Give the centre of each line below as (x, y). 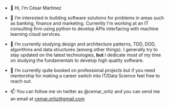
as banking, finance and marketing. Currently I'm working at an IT (79, 23)
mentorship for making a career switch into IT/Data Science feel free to (85, 76)
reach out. (21, 81)
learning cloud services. (36, 34)
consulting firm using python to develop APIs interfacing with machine (84, 29)
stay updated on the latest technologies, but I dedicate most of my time (86, 55)
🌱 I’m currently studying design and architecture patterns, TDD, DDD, (83, 44)
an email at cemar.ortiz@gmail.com (47, 99)
